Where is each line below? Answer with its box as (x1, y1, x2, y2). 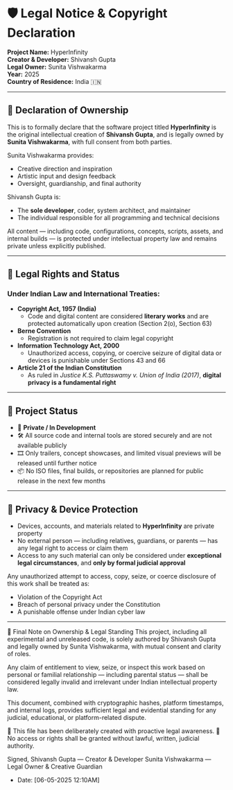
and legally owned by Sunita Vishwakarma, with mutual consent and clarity (7, 642, 222, 651)
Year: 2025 (7, 70, 40, 78)
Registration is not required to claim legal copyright (27, 334, 174, 343)
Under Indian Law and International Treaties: (7, 289, 160, 299)
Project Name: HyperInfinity (7, 48, 88, 56)
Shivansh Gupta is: (7, 192, 61, 201)
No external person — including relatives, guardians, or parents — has (17, 537, 218, 545)
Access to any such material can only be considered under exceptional (17, 551, 222, 560)
